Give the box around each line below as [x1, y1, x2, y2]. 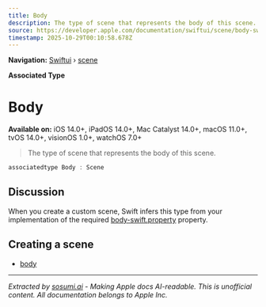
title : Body [8, 11, 47, 20]
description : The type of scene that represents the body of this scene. [8, 19, 257, 27]
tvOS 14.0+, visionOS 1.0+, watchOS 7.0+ [8, 133, 142, 142]
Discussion [8, 185, 65, 199]
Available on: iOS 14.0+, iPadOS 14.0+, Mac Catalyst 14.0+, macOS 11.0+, [8, 124, 248, 135]
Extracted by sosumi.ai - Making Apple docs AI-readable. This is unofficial [8, 282, 252, 291]
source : [8, 26, 34, 34]
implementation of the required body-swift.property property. [8, 214, 208, 224]
